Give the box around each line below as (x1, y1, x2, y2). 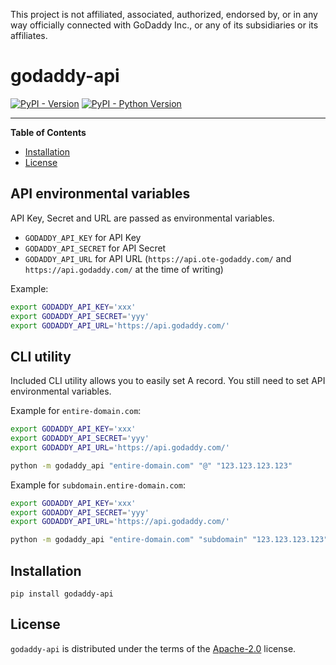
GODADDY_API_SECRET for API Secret (24, 242, 167, 254)
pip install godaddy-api (10, 589, 114, 599)
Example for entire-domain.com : (10, 405, 142, 417)
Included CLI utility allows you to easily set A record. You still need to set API (10, 375, 326, 387)
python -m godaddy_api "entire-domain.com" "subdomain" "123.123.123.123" (10, 535, 329, 545)
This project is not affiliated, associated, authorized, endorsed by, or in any (10, 9, 318, 20)
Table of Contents (10, 126, 87, 138)
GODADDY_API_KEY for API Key (24, 231, 142, 243)
